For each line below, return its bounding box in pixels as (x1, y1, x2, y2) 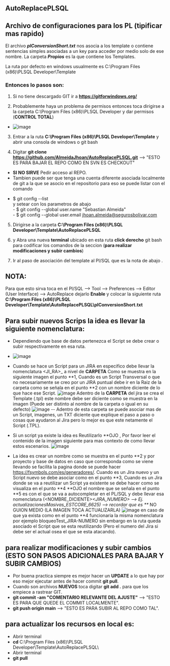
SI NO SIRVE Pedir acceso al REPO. (12, 169, 87, 175)
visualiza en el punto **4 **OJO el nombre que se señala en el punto (12, 486, 160, 492)
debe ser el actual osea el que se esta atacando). (12, 529, 116, 535)
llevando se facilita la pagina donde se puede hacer (12, 464, 121, 470)
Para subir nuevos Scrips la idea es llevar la (5, 316, 146, 325)
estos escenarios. (12, 443, 50, 449)
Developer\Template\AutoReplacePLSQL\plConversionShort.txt (5, 302, 143, 308)
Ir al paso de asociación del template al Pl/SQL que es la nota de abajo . (12, 257, 163, 263)
